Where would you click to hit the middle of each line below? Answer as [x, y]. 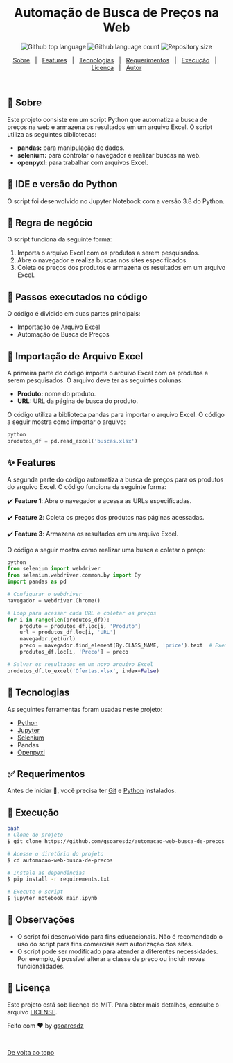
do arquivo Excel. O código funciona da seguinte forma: [87, 486]
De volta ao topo [31, 1052]
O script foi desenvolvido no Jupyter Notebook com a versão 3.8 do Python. [116, 201]
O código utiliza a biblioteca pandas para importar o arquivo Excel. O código [116, 415]
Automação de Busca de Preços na [116, 13]
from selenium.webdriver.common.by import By [74, 575]
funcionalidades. [41, 966]
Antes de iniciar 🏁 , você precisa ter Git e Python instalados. [92, 791]
